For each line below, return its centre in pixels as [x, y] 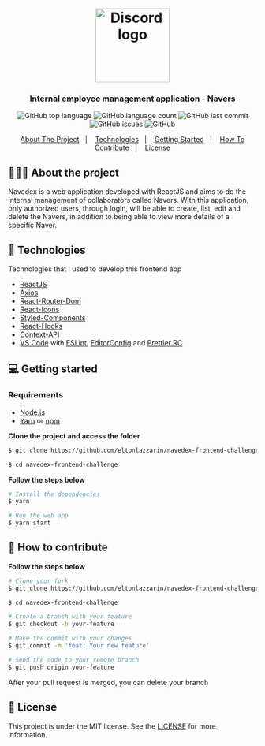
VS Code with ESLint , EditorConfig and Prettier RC [101, 343]
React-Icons [39, 310]
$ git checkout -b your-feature [61, 624]
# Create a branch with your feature [70, 617]
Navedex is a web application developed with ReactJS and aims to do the [127, 192]
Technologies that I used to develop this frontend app [95, 269]
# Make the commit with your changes [70, 639]
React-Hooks [41, 326]
